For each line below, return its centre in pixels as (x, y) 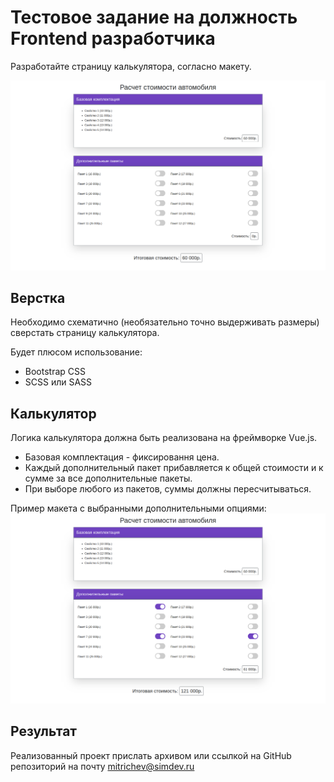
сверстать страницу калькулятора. (85, 333)
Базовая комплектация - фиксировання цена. (122, 457)
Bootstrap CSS (55, 372)
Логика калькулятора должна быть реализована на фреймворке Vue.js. (164, 438)
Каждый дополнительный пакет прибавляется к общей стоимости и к (174, 468)
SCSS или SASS (58, 382)
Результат (44, 731)
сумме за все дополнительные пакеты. (108, 478)
